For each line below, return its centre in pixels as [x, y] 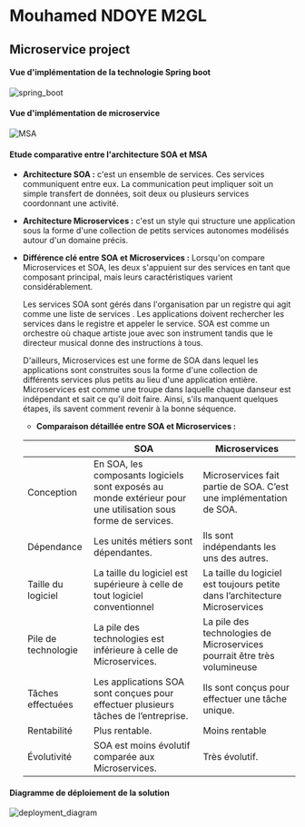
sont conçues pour [134, 694]
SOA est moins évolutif [142, 745]
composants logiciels [139, 476]
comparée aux [124, 757]
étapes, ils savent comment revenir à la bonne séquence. [129, 409]
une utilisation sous [135, 509]
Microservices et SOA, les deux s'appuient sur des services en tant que [156, 268]
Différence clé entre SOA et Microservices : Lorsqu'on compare [143, 258]
